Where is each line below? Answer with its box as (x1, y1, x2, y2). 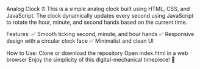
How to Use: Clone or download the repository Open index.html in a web (6, 49, 188, 57)
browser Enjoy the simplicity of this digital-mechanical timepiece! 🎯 (6, 56, 176, 63)
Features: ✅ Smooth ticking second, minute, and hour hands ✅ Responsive (6, 31, 195, 37)
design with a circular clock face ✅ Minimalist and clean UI (6, 37, 154, 45)
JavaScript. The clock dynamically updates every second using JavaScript (6, 12, 194, 19)
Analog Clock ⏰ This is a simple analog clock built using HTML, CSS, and (6, 5, 190, 12)
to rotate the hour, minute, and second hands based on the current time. (6, 18, 188, 26)
